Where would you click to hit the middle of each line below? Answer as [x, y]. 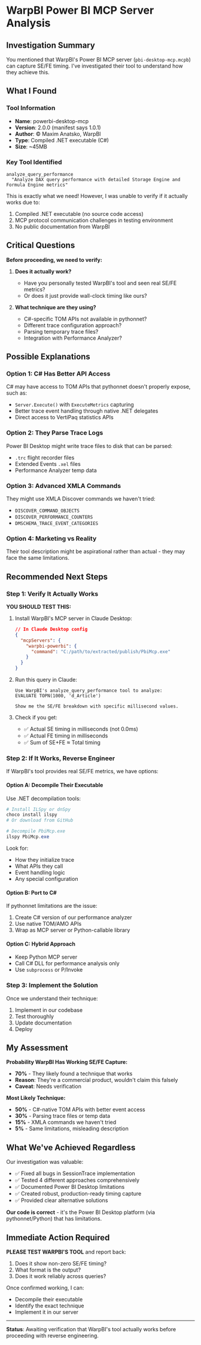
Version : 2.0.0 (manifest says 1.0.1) [58, 127]
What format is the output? [48, 1270]
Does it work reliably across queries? [60, 1276]
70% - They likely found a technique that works [74, 1073]
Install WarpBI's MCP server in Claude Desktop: [74, 618]
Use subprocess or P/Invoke [49, 970]
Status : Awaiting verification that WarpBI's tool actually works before [91, 1329]
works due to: [23, 202]
